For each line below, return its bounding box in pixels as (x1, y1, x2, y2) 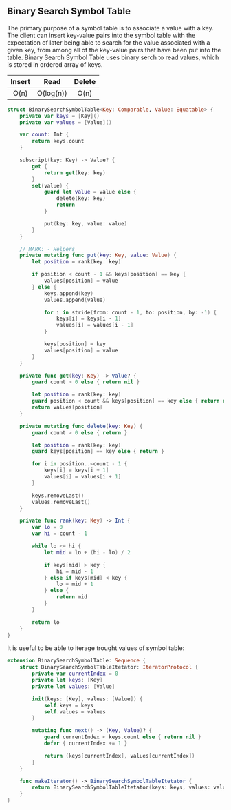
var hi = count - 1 (32, 530, 88, 537)
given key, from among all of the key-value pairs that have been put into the (7, 45, 221, 54)
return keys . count (32, 138, 85, 145)
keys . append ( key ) (43, 290, 94, 297)
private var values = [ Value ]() (19, 119, 112, 126)
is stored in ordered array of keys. (7, 60, 103, 68)
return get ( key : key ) (43, 169, 107, 176)
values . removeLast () (32, 498, 91, 505)
